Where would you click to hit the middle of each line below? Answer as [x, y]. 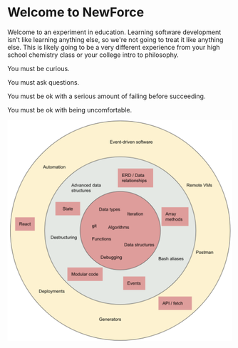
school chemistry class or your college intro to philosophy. [93, 55]
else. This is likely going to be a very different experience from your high [114, 47]
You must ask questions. [43, 82]
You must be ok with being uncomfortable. [70, 110]
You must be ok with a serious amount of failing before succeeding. [107, 96]
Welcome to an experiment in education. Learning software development [114, 32]
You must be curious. [38, 68]
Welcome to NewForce [76, 12]
